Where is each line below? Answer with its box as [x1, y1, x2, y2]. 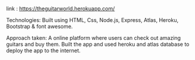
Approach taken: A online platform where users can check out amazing [6, 34, 181, 41]
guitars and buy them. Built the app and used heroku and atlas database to [6, 41, 190, 48]
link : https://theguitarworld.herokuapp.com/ [6, 5, 115, 12]
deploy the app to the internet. [6, 47, 81, 54]
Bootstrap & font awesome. [6, 23, 73, 30]
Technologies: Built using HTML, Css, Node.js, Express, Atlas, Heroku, [6, 17, 179, 23]
